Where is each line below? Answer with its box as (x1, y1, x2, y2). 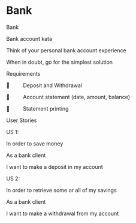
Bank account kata (6, 35, 53, 42)
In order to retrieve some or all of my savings (6, 186, 117, 194)
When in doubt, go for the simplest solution (6, 58, 113, 66)
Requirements (6, 70, 41, 77)
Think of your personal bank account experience (6, 46, 127, 54)
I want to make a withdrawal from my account (6, 210, 119, 217)
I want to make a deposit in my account (6, 163, 103, 170)
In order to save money (6, 139, 64, 147)
